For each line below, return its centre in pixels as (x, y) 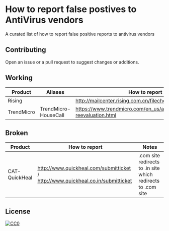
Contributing (26, 50)
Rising (15, 100)
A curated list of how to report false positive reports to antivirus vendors (80, 34)
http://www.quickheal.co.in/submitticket (85, 181)
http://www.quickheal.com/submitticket (84, 168)
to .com (147, 187)
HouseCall (52, 115)
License (18, 211)
